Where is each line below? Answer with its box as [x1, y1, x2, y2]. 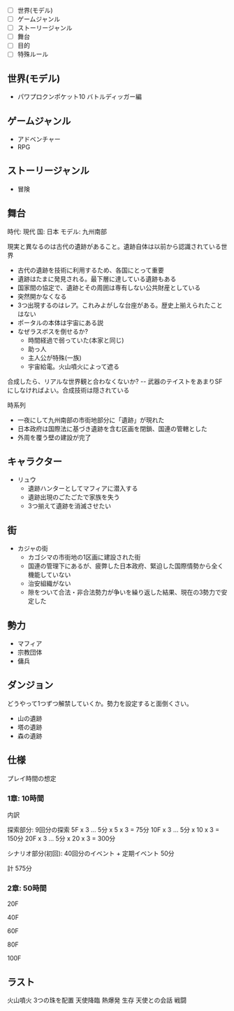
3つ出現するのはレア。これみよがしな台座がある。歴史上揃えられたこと [17, 301, 224, 309]
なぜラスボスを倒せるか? [17, 327, 89, 335]
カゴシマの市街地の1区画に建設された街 [27, 553, 141, 562]
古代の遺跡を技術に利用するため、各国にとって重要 [17, 266, 164, 274]
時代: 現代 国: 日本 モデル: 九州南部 [7, 227, 107, 236]
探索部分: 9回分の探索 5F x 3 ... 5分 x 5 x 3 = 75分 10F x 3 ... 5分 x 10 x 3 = [7, 825, 220, 834]
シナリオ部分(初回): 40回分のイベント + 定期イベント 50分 [7, 849, 175, 857]
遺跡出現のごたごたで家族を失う [27, 493, 120, 501]
